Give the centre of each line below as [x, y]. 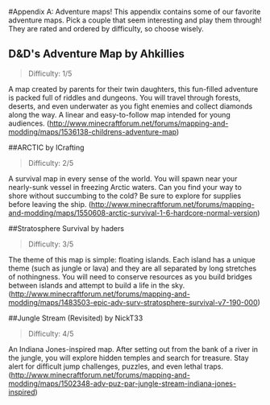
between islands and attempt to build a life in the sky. [97, 285]
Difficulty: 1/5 [50, 73]
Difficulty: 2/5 [51, 163]
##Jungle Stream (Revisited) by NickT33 [76, 318]
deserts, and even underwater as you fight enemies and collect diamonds [131, 106]
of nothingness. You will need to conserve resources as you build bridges [130, 276]
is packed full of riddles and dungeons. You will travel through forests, [125, 97]
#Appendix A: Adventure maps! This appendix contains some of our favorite [135, 12]
